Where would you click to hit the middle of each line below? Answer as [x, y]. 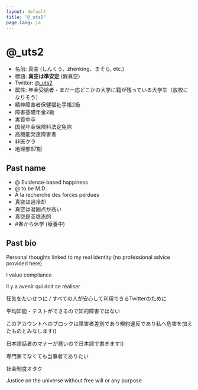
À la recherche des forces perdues [57, 195]
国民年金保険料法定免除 [43, 127]
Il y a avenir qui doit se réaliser [43, 286]
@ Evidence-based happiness [51, 182]
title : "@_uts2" [26, 17]
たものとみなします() [32, 331]
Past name [26, 168]
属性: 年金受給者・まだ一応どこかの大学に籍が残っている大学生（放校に [101, 90]
